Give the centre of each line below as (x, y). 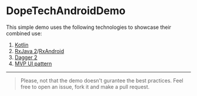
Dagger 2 (26, 57)
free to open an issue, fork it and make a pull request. (85, 87)
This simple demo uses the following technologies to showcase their (89, 27)
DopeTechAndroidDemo (66, 11)
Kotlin (21, 45)
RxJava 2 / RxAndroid (39, 51)
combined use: (24, 33)
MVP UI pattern (33, 64)
